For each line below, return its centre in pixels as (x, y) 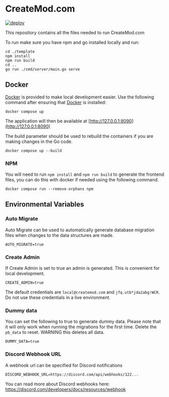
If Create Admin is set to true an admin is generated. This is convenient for (82, 268)
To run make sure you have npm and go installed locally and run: (72, 42)
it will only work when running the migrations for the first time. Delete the (81, 327)
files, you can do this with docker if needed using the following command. (82, 180)
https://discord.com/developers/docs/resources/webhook (66, 389)
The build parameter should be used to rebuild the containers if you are (79, 136)
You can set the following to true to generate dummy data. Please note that (83, 322)
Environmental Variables (45, 204)
